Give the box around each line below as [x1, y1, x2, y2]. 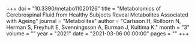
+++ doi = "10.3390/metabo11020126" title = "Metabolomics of [6, 5, 161, 12]
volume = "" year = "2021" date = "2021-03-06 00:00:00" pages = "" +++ [6, 30, 190, 37]
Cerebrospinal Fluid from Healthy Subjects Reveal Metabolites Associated [6, 11, 188, 18]
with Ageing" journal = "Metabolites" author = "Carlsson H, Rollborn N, [6, 18, 181, 24]
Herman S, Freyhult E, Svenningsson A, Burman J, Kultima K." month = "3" [6, 24, 190, 31]
